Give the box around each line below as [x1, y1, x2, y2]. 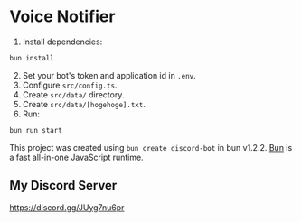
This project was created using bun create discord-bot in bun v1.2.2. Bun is [9, 142, 293, 153]
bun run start [9, 125, 63, 134]
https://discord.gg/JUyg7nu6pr [9, 201, 125, 213]
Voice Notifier [9, 6, 116, 27]
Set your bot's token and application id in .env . [22, 69, 196, 80]
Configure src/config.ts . [22, 79, 118, 90]
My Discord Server [9, 178, 118, 193]
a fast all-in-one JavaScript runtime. [9, 152, 144, 162]
